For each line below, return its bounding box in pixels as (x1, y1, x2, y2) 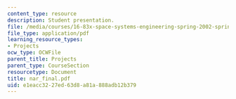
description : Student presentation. (7, 17, 114, 24)
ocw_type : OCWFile (7, 49, 61, 56)
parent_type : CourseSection (7, 62, 90, 69)
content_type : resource (7, 10, 77, 17)
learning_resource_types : (7, 36, 83, 43)
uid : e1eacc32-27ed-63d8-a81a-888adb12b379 (7, 82, 137, 89)
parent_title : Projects (7, 56, 77, 63)
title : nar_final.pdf (7, 75, 71, 82)
